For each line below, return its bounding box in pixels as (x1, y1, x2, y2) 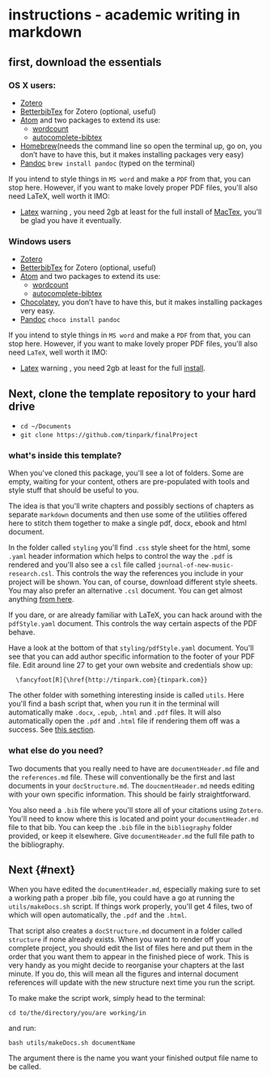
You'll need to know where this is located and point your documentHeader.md (8, 814, 259, 823)
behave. (8, 627, 36, 638)
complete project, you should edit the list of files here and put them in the (8, 943, 253, 953)
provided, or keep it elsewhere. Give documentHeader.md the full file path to (8, 831, 255, 840)
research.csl (8, 570, 53, 578)
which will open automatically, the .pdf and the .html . (8, 910, 188, 920)
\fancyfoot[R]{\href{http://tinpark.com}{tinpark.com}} (15, 676, 208, 685)
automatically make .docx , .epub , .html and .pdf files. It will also (8, 707, 222, 717)
